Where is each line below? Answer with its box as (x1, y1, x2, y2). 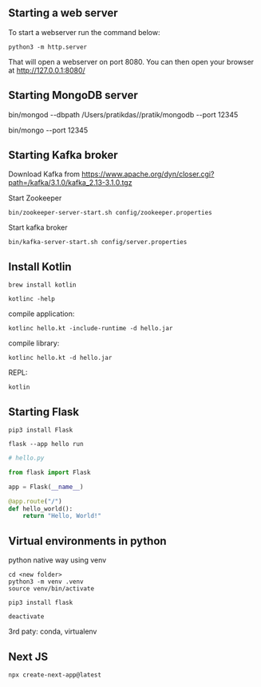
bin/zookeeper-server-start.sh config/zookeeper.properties (8, 209, 213, 217)
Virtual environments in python (8, 534, 167, 547)
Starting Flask (8, 405, 80, 418)
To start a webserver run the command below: (8, 27, 160, 37)
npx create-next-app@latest (8, 670, 102, 679)
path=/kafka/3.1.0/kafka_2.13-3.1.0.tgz (8, 178, 132, 188)
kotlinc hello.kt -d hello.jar (8, 354, 113, 362)
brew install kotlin (8, 281, 77, 290)
